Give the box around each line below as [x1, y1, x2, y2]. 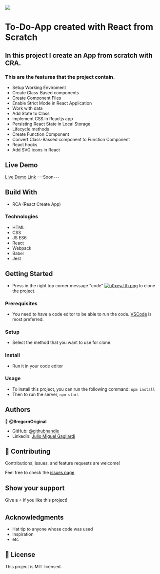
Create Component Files [12, 95, 61, 101]
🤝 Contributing [5, 447, 51, 455]
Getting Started [5, 270, 53, 278]
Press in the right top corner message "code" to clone [12, 282, 155, 288]
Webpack [12, 245, 32, 251]
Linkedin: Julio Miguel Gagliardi [12, 433, 76, 439]
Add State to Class [12, 110, 50, 116]
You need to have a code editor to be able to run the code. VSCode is [12, 311, 152, 317]
